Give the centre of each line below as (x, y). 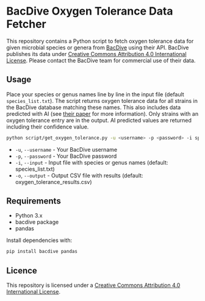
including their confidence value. (48, 127)
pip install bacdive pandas (42, 252)
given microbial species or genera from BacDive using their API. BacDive (98, 48)
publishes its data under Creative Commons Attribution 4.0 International (97, 54)
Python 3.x (29, 216)
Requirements (34, 201)
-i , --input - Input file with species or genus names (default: (92, 162)
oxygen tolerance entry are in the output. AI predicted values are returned (99, 120)
